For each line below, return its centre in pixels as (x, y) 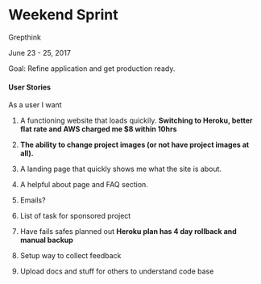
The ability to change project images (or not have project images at (135, 145)
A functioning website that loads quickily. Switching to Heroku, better (136, 121)
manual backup (47, 240)
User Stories (29, 87)
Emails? (33, 200)
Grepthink (25, 37)
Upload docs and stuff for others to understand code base (117, 271)
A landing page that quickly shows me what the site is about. (121, 169)
